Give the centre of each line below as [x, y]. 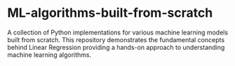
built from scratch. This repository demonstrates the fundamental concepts [116, 39]
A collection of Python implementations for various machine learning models [118, 32]
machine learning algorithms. [49, 55]
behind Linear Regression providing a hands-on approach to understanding [116, 47]
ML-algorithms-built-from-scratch [110, 13]
